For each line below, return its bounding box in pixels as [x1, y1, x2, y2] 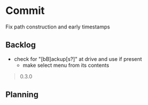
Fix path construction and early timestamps [5, 23, 111, 30]
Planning [5, 90, 39, 100]
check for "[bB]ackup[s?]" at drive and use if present [13, 55, 142, 62]
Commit [5, 4, 45, 17]
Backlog [5, 40, 36, 50]
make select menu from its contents [22, 61, 109, 68]
